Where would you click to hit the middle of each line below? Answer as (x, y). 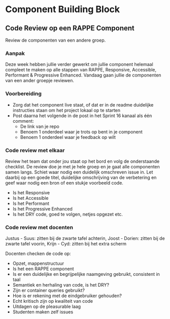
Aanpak (15, 53)
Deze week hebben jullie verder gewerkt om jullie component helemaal (79, 64)
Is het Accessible (30, 198)
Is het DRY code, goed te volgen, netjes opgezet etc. (68, 214)
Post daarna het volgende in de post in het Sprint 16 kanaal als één (82, 116)
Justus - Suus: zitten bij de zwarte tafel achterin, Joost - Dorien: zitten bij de (85, 238)
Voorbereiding (23, 94)
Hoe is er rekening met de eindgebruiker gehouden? (67, 296)
